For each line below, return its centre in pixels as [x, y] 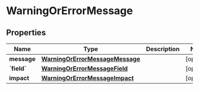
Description [163, 49]
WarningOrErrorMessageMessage [91, 59]
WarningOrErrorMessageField [85, 69]
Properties [26, 33]
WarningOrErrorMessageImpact [88, 78]
